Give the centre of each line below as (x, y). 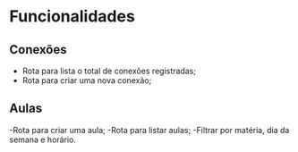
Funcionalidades (72, 17)
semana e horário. (43, 139)
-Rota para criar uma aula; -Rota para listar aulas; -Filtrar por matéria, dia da (149, 130)
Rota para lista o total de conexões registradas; (109, 71)
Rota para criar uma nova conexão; (87, 80)
